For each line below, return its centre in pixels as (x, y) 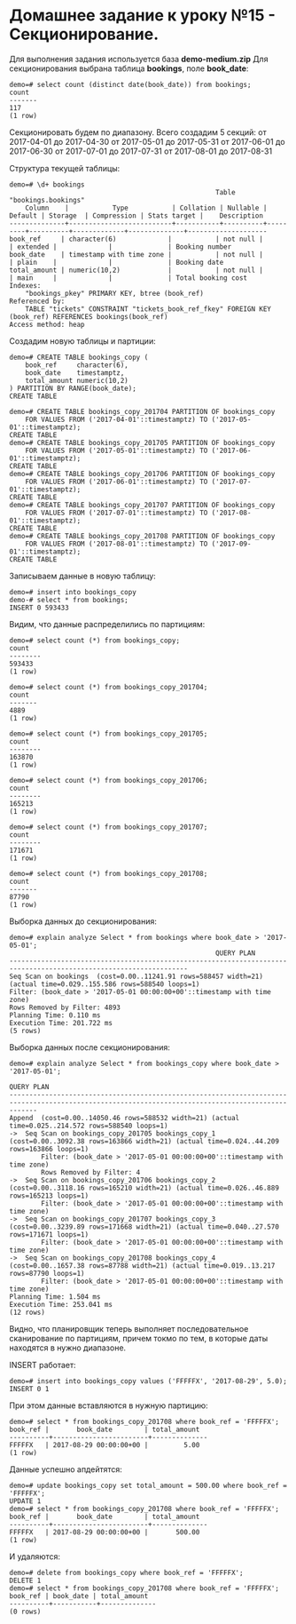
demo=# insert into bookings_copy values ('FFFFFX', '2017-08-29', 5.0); (148, 1381)
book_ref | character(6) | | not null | (136, 239)
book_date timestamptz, (75, 373)
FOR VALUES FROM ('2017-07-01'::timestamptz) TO (117, 513)
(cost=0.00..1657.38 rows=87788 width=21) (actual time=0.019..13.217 (142, 1266)
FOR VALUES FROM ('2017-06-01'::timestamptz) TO (117, 482)
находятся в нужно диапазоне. (68, 1348)
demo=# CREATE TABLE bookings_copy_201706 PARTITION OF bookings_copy (142, 474)
